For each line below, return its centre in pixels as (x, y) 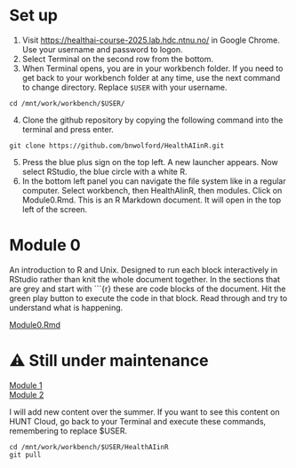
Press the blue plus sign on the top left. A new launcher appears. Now (150, 162)
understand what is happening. (66, 307)
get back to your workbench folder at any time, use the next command (151, 77)
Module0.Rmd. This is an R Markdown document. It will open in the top (152, 200)
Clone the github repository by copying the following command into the (152, 120)
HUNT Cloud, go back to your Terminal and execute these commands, (138, 421)
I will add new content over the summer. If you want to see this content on (144, 412)
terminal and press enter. (68, 129)
